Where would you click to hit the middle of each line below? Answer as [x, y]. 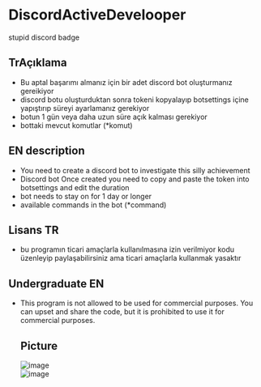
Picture [39, 346]
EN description [47, 151]
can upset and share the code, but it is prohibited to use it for [122, 312]
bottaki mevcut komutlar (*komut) [76, 125]
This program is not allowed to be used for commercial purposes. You [137, 303]
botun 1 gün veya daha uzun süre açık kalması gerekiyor [114, 117]
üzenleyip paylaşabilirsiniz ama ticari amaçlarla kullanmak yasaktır [130, 258]
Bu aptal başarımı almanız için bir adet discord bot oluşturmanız [126, 82]
